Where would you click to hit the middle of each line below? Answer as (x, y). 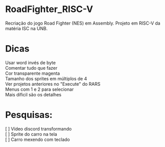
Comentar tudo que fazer (31, 68)
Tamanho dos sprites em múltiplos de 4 (46, 78)
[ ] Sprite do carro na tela (31, 134)
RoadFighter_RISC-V (49, 9)
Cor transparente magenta (33, 73)
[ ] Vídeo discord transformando (38, 128)
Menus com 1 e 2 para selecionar (39, 89)
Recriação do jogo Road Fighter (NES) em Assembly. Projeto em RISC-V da (83, 23)
